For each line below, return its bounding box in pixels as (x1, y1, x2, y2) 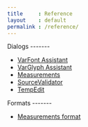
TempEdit (17, 85, 45, 94)
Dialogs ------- (7, 43, 51, 51)
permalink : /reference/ (7, 23, 79, 30)
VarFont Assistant (17, 56, 68, 64)
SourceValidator (17, 78, 64, 87)
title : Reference (7, 10, 73, 17)
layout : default (7, 17, 67, 24)
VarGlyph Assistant (17, 63, 73, 72)
